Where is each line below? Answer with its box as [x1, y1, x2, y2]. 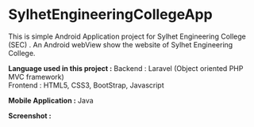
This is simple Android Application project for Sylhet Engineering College [8, 32, 246, 41]
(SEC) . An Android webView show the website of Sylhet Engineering [8, 39, 233, 49]
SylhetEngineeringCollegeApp [8, 6, 213, 24]
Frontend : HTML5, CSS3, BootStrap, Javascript [8, 80, 164, 90]
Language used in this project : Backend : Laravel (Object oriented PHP [8, 63, 244, 73]
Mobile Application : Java [8, 95, 94, 105]
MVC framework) [8, 72, 65, 81]
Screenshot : [8, 110, 52, 120]
